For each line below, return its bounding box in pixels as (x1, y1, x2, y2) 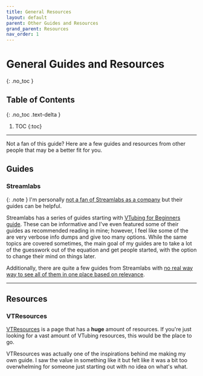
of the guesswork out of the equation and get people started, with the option (6, 246, 197, 253)
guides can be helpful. (6, 202, 62, 209)
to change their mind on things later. (6, 252, 97, 260)
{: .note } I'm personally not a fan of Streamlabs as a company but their (6, 196, 183, 203)
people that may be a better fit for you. (6, 146, 103, 154)
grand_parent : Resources (6, 25, 69, 32)
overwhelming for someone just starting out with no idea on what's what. (6, 363, 188, 371)
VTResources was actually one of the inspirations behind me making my (6, 350, 186, 357)
